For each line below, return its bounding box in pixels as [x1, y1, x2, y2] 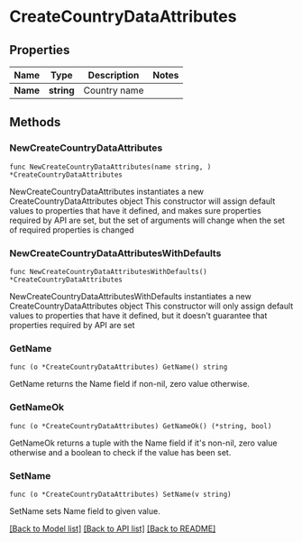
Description [87, 69, 140, 81]
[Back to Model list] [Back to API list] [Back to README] [9, 523, 216, 534]
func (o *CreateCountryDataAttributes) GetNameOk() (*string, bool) [9, 421, 272, 430]
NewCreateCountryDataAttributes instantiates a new [9, 186, 205, 197]
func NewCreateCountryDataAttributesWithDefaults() [9, 267, 207, 276]
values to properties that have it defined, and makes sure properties [9, 205, 261, 216]
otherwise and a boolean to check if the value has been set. [9, 446, 232, 457]
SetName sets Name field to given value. [9, 505, 160, 516]
